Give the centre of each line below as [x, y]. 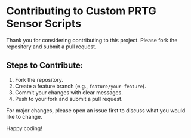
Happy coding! [24, 128]
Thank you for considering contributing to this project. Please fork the [92, 40]
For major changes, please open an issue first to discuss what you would [96, 110]
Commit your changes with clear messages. [69, 92]
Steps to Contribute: [45, 65]
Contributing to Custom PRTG [81, 11]
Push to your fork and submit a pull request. [69, 99]
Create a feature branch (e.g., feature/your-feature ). [80, 86]
